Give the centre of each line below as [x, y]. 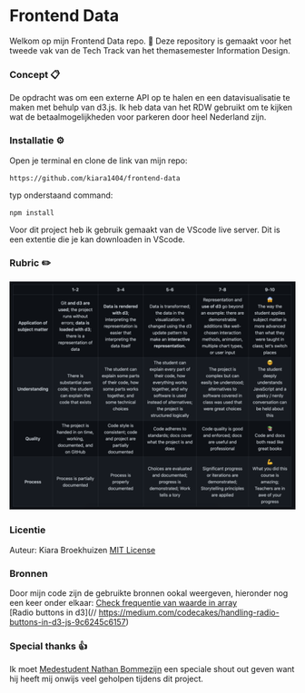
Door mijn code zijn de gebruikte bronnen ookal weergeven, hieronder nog [149, 593]
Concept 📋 [35, 74]
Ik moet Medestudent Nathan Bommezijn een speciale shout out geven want [152, 669]
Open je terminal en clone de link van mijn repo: [98, 161]
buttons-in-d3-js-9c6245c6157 [68, 622]
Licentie [28, 530]
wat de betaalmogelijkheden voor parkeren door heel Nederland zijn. [138, 117]
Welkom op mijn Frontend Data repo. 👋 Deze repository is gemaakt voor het [151, 41]
